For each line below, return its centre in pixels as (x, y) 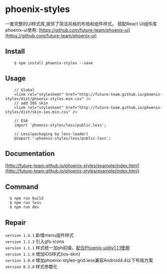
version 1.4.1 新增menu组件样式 (39, 235)
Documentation (30, 153)
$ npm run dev (24, 207)
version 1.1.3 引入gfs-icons (35, 241)
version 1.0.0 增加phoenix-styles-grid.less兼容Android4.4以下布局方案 (79, 260)
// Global (25, 90)
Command (22, 187)
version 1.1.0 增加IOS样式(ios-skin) (43, 254)
